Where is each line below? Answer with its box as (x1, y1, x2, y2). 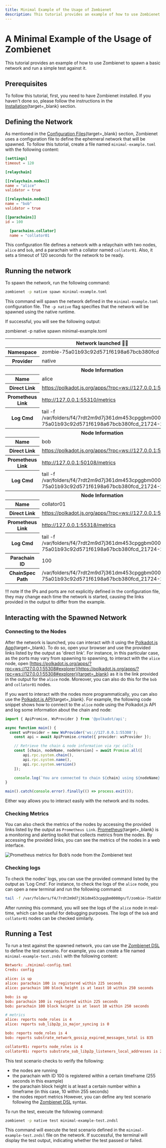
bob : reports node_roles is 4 (5, 1031, 68, 1036)
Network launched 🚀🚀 (76, 340, 128, 347)
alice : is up (5, 976, 32, 981)
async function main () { (5, 725, 56, 730)
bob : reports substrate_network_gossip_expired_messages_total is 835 (5, 1035, 154, 1040)
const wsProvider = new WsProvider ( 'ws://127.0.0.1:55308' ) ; (9, 730, 138, 735)
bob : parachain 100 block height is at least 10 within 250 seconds (5, 1004, 149, 1008)
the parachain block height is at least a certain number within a (12, 1083, 141, 1089)
